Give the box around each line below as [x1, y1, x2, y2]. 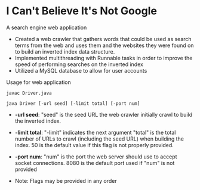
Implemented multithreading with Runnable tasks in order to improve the [14, 54, 193, 61]
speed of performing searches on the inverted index [14, 61, 143, 68]
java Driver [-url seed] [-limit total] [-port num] [6, 100, 140, 107]
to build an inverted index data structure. [14, 48, 115, 55]
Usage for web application [6, 79, 72, 86]
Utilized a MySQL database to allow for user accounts [14, 67, 147, 74]
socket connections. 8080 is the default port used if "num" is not [14, 159, 175, 166]
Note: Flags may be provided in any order [14, 177, 118, 184]
